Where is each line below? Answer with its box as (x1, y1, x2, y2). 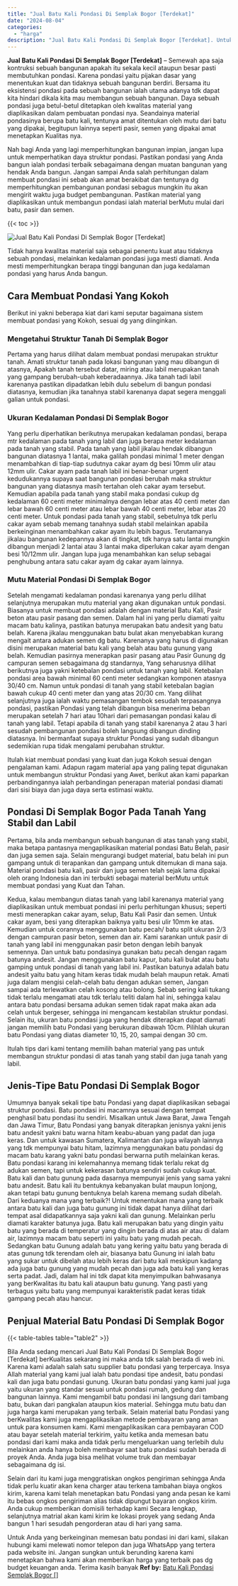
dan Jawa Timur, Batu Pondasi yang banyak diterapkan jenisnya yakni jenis (7, 1121, 227, 1129)
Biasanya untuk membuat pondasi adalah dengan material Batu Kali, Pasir (7, 605, 222, 614)
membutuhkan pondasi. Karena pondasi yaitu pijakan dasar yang (7, 72, 197, 80)
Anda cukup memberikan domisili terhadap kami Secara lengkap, (7, 1504, 198, 1513)
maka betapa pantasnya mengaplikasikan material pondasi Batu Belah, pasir (7, 843, 229, 851)
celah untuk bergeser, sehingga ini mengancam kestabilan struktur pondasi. (7, 1007, 229, 1016)
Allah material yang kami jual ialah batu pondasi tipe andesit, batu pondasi (7, 1370, 223, 1379)
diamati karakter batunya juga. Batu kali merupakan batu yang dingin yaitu (7, 1219, 224, 1227)
